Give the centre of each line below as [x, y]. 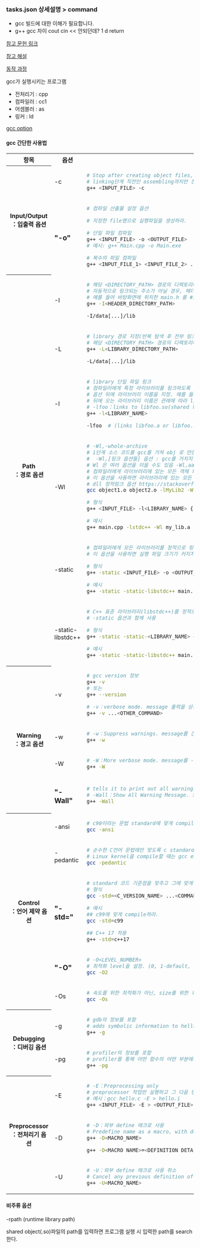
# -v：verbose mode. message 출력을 [136, 707]
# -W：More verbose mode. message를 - [140, 761]
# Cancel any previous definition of [140, 1177]
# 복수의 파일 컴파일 [111, 258]
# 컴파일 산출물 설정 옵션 [118, 208]
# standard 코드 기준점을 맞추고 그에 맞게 [140, 883]
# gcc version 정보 [112, 676]
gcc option [19, 129]
